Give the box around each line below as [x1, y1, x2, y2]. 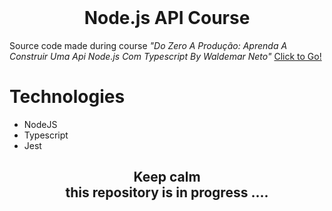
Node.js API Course [83, 7, 251, 30]
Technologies [9, 86, 126, 108]
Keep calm [133, 169, 201, 186]
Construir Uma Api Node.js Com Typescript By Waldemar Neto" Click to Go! [9, 50, 322, 62]
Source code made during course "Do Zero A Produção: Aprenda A [9, 39, 288, 51]
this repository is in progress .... [65, 184, 269, 201]
